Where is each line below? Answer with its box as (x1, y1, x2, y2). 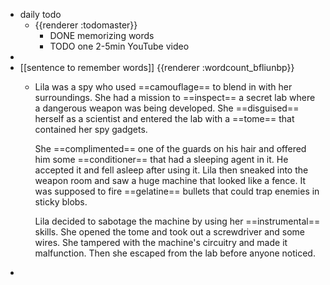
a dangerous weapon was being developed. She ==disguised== (34, 102, 300, 114)
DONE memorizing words (49, 30, 155, 41)
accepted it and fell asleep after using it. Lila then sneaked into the (34, 164, 309, 176)
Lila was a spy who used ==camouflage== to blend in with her (34, 81, 293, 93)
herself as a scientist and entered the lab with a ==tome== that (34, 113, 295, 124)
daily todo (19, 9, 62, 20)
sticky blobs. (34, 196, 88, 208)
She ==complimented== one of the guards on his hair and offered (34, 143, 307, 154)
